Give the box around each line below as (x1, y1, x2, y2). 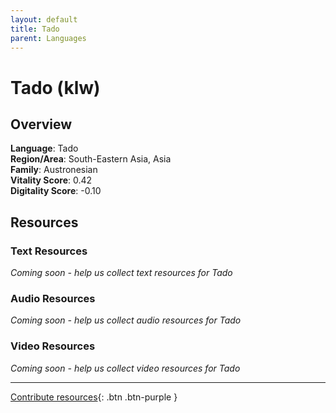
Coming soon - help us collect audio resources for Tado (10, 314, 242, 326)
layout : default (10, 14, 78, 25)
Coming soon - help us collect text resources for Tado (10, 267, 233, 279)
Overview (10, 116, 73, 133)
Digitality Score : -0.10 (10, 185, 102, 197)
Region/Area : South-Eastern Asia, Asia (10, 153, 172, 165)
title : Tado (10, 24, 60, 34)
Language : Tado (10, 142, 79, 155)
